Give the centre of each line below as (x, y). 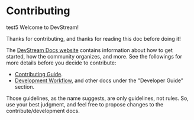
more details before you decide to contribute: (61, 63)
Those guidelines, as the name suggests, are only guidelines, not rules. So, (98, 98)
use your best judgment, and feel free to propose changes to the (85, 104)
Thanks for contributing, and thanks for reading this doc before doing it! (94, 38)
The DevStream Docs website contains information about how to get (90, 50)
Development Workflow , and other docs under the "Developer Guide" (99, 80)
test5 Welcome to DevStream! (42, 27)
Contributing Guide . (39, 74)
